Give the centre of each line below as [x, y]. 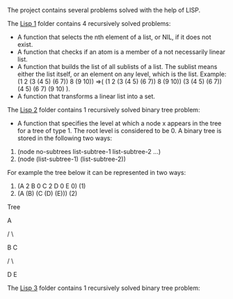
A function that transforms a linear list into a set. [86, 96]
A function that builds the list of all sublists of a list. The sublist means [117, 67]
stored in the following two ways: [65, 138]
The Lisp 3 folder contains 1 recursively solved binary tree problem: [104, 288]
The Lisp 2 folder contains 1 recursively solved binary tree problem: [104, 110]
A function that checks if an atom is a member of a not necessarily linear [121, 52]
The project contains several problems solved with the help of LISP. [104, 10]
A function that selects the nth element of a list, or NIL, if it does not [114, 37]
